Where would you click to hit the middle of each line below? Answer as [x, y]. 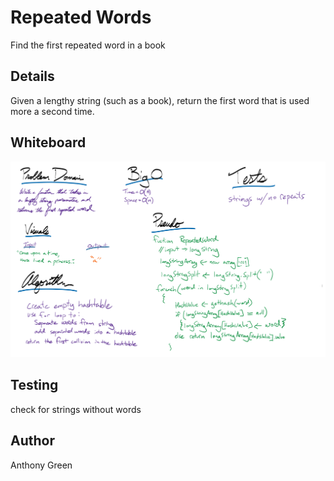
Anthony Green [41, 465]
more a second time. [52, 111]
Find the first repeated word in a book [88, 45]
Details [32, 76]
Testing [34, 385]
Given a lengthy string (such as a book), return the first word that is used [160, 100]
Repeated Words [81, 17]
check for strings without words [76, 409]
